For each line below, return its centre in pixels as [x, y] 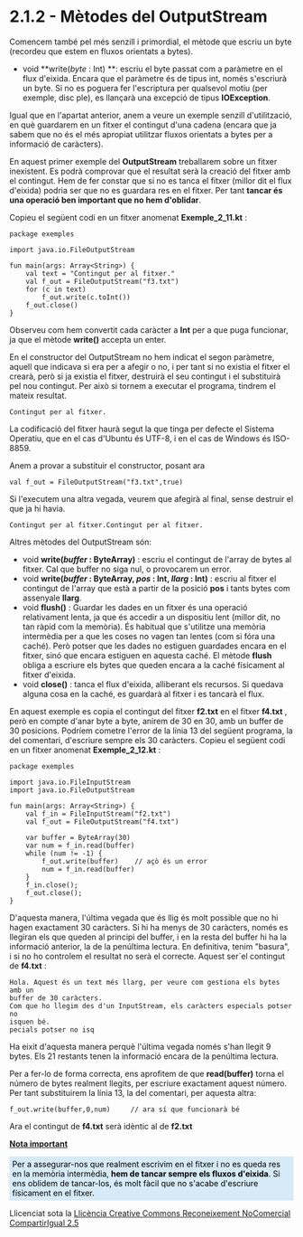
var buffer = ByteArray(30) [78, 837]
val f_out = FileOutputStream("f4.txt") [102, 822]
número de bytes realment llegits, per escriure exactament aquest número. [148, 1083]
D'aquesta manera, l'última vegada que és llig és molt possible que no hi [144, 917]
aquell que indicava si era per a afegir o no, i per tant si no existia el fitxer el [150, 366]
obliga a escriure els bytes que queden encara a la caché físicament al [154, 665]
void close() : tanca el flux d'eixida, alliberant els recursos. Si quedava [153, 684]
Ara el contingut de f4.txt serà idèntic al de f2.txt [101, 1126]
